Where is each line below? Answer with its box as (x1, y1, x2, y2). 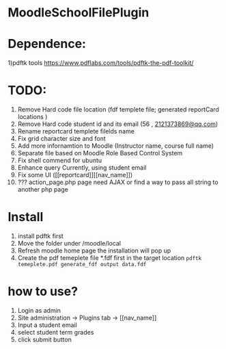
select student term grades (17, 328, 94, 336)
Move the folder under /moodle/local (17, 240, 122, 247)
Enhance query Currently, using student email (17, 164, 147, 172)
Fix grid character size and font (17, 135, 107, 143)
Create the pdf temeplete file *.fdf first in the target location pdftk (17, 254, 202, 261)
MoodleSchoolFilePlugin (8, 5, 150, 21)
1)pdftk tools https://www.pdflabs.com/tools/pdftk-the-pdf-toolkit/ (8, 59, 194, 67)
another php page (17, 185, 69, 194)
